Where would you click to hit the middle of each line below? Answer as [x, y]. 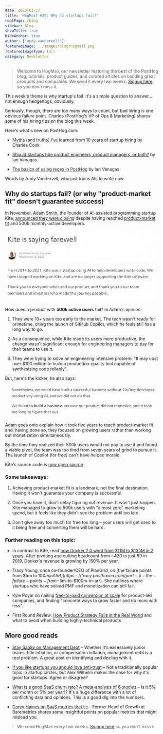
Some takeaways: [27, 477]
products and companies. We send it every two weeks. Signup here [85, 81]
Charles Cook [26, 145]
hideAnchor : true [23, 36]
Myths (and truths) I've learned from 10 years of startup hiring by [77, 140]
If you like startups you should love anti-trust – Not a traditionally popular [85, 667]
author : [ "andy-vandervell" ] [35, 41]
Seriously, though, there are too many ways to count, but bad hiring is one [79, 111]
